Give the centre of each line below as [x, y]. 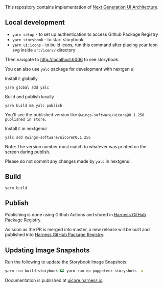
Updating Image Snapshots [47, 250]
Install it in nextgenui [26, 128]
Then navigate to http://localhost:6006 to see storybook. [62, 59]
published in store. [26, 119]
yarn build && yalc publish [34, 105]
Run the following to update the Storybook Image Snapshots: [67, 262]
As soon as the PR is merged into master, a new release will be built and [78, 230]
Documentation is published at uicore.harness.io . [55, 280]
